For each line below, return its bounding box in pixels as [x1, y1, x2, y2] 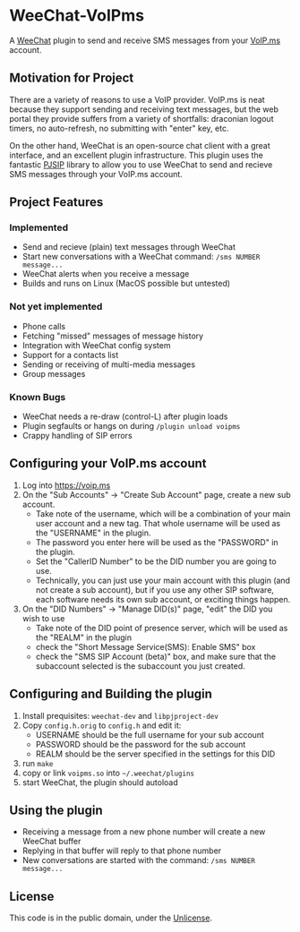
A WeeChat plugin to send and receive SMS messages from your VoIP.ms [9, 35, 280, 46]
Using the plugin [9, 803, 103, 818]
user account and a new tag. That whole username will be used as [35, 517, 280, 528]
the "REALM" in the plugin [35, 632, 133, 643]
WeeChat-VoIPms [9, 5, 145, 26]
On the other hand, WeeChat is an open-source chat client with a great [9, 140, 270, 150]
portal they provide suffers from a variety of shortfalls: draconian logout [9, 113, 274, 124]
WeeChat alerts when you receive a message [21, 269, 190, 279]
